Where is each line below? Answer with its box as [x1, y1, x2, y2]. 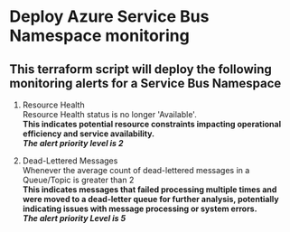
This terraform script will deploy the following [9, 61, 273, 77]
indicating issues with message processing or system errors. [22, 203, 257, 214]
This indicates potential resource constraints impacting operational [22, 119, 282, 129]
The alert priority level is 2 [22, 138, 124, 148]
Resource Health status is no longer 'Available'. [22, 109, 197, 119]
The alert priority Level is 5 [22, 213, 126, 223]
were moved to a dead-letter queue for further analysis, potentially [22, 194, 279, 204]
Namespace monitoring [9, 25, 190, 46]
